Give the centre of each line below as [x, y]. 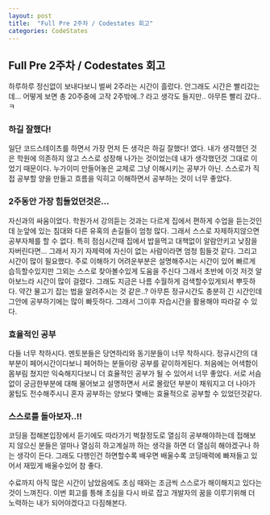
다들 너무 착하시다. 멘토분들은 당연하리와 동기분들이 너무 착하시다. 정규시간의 [129, 353]
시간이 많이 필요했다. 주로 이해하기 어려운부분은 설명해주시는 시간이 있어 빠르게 [132, 261]
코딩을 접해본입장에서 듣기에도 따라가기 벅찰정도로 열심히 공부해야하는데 [122, 435]
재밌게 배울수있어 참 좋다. [63, 466]
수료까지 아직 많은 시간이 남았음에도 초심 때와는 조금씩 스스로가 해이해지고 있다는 [135, 483]
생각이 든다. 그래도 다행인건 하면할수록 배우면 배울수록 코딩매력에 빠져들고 [133, 455]
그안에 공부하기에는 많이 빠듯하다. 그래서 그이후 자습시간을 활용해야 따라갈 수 [129, 301]
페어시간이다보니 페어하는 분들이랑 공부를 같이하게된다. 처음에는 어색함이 [144, 363]
